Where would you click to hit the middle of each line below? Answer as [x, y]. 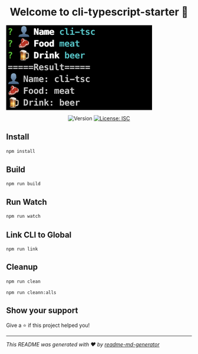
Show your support [42, 311]
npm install [21, 151]
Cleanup [22, 267]
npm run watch [24, 217]
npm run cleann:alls [32, 292]
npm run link [22, 249]
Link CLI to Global [39, 235]
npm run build [24, 184]
